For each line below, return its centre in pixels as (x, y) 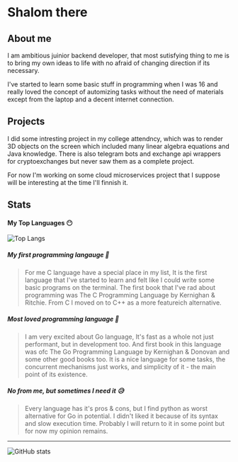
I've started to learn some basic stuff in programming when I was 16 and (113, 84)
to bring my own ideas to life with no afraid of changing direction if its (109, 63)
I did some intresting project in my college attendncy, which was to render (115, 138)
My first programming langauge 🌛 (58, 255)
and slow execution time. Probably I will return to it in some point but (125, 424)
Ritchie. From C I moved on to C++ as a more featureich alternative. (123, 303)
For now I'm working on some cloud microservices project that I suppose (114, 175)
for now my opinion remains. (66, 431)
